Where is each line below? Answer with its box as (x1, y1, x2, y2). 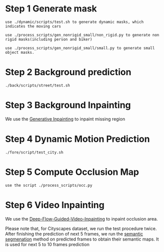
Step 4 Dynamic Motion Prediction (5, 133, 150, 144)
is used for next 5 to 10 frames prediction (5, 241, 90, 247)
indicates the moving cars (5, 23, 61, 29)
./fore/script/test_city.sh (5, 150, 64, 155)
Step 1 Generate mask (5, 3, 97, 14)
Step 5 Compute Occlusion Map (5, 166, 140, 177)
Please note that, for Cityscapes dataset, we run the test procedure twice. (5, 225, 157, 232)
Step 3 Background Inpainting (5, 100, 131, 111)
